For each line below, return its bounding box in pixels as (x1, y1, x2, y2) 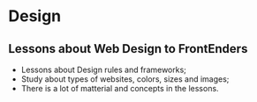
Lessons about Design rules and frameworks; (20, 64, 187, 75)
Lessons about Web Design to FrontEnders (8, 41, 248, 56)
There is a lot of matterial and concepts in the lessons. (20, 84, 219, 93)
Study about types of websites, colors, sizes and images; (20, 74, 230, 84)
